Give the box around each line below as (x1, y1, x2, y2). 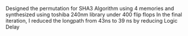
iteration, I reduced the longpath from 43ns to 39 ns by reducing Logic (5, 17, 178, 24)
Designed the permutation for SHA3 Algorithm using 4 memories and (5, 5, 174, 12)
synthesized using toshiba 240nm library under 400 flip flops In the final (5, 11, 182, 18)
